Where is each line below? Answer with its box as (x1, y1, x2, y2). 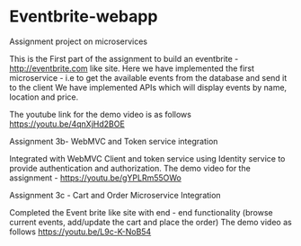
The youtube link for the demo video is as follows (9, 109, 191, 119)
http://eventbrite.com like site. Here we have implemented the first (9, 63, 254, 74)
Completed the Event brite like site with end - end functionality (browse (9, 206, 273, 217)
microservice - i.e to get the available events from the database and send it (9, 72, 288, 83)
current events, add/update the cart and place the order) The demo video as (9, 216, 292, 227)
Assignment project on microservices (9, 36, 148, 47)
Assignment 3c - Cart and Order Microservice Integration (9, 189, 222, 200)
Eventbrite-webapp (9, 6, 158, 27)
